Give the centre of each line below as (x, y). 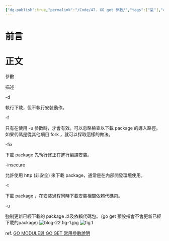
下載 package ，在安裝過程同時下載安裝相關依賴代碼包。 (64, 196)
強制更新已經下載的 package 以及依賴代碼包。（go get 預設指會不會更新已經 (83, 216)
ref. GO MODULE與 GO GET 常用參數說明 (48, 233)
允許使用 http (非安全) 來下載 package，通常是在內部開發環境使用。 (75, 175)
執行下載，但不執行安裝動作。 (36, 107)
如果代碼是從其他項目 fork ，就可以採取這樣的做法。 (59, 134)
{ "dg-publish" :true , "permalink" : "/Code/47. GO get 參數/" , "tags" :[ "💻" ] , (83, 10)
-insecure (15, 165)
